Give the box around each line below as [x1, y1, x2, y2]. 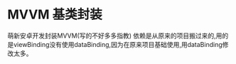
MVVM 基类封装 [7, 6, 103, 23]
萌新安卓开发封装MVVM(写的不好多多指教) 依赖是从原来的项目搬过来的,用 [7, 31, 222, 40]
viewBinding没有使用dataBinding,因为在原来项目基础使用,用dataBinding [13, 40, 222, 48]
